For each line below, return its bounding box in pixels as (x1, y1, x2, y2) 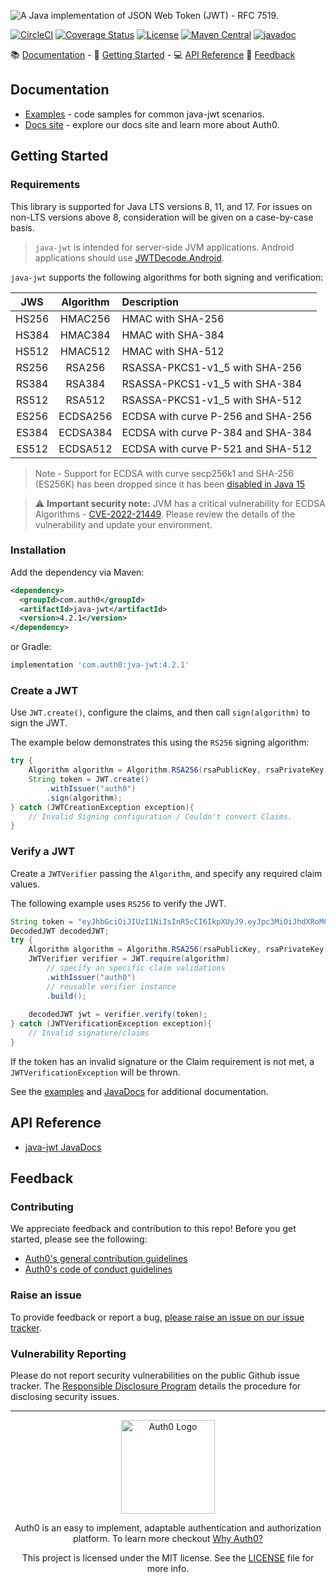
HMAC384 (60, 328, 111, 342)
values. (10, 878, 40, 890)
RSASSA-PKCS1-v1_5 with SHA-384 (121, 376, 303, 390)
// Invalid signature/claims (28, 1028, 150, 1039)
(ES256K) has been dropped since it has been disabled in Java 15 (34, 478, 306, 490)
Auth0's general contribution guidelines (24, 1253, 188, 1265)
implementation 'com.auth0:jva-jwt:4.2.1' (10, 660, 190, 670)
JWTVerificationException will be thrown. (10, 1066, 181, 1078)
